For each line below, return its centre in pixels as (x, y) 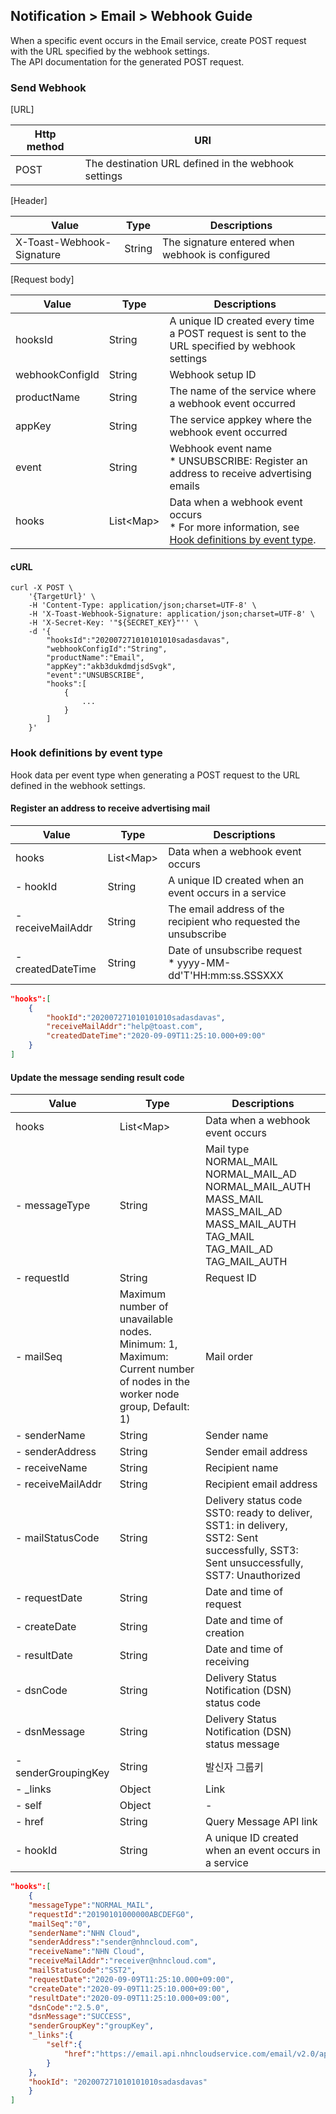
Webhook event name (220, 449)
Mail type (227, 1149)
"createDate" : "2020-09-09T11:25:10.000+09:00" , (129, 1989)
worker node (149, 1394)
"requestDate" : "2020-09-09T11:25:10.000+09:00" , (131, 1979)
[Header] (29, 201)
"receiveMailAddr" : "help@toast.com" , (124, 1027)
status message (242, 1744)
